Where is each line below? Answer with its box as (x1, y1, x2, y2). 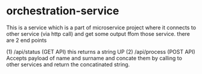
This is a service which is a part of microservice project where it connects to (6, 24, 197, 31)
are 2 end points (6, 36, 47, 44)
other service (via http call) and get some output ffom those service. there (6, 30, 191, 37)
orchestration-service (6, 4, 119, 18)
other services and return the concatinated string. (6, 61, 130, 68)
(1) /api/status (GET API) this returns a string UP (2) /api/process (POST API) (6, 48, 196, 55)
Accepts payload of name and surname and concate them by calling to (6, 54, 183, 61)
